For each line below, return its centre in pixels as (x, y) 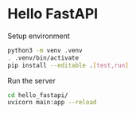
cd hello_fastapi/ (38, 95)
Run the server (32, 80)
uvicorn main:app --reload (52, 103)
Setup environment (39, 36)
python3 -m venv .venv (45, 50)
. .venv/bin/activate (43, 58)
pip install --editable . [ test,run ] (68, 65)
